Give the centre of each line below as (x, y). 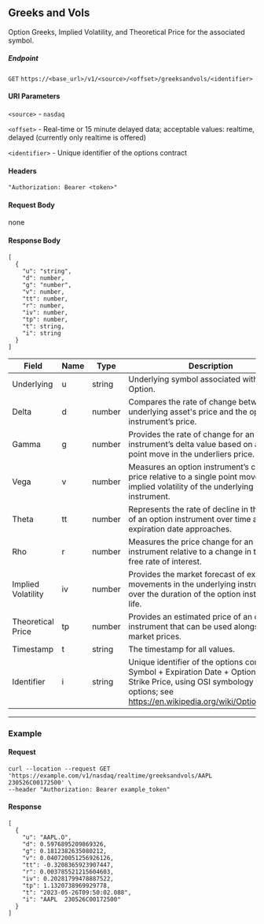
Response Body (35, 240)
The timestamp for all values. (182, 649)
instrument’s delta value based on (191, 444)
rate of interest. (173, 561)
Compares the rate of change (183, 401)
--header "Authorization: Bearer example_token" (89, 789)
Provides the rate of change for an (191, 434)
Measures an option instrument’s (189, 467)
